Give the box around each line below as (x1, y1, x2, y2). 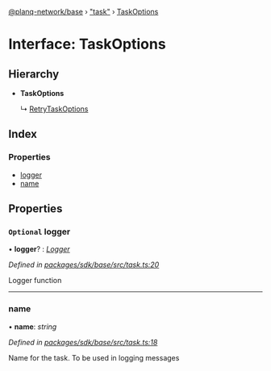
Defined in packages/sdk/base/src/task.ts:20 (8, 260, 160, 269)
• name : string (8, 322, 57, 331)
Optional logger (8, 226, 71, 237)
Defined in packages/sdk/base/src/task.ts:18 (8, 337, 158, 347)
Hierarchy (8, 67, 60, 81)
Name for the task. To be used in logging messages (8, 352, 180, 362)
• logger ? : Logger (8, 244, 70, 254)
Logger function (8, 276, 62, 286)
